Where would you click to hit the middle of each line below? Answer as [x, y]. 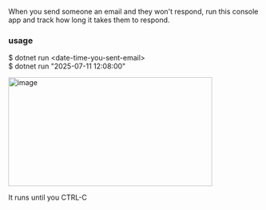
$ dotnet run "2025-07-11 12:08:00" [67, 66]
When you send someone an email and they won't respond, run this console [133, 12]
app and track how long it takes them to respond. [89, 20]
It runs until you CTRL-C [48, 197]
